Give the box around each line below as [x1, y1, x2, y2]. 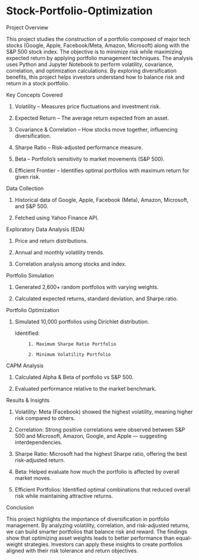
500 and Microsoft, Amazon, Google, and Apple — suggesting [14, 432, 168, 439]
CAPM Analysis [6, 362, 44, 369]
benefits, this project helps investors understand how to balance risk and [6, 73, 185, 80]
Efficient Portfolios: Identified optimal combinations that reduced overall [14, 486, 191, 493]
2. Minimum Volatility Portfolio [28, 351, 111, 357]
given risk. [14, 173, 40, 180]
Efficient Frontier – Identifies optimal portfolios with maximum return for [14, 167, 189, 174]
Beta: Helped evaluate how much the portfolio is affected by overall [14, 468, 180, 475]
